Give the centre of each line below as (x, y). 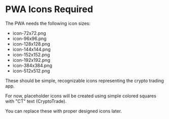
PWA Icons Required (49, 9)
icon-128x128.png (31, 44)
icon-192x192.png (31, 60)
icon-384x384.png (32, 65)
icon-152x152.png (31, 55)
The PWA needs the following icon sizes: (48, 23)
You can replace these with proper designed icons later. (64, 111)
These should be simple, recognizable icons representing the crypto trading (84, 81)
